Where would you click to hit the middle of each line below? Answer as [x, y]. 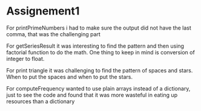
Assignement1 [43, 11]
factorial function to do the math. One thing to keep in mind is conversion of [100, 52]
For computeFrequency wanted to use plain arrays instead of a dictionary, [98, 88]
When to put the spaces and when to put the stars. [70, 77]
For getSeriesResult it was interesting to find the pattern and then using [95, 46]
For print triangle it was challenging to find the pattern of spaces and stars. [100, 70]
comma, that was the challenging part [54, 34]
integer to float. [25, 59]
